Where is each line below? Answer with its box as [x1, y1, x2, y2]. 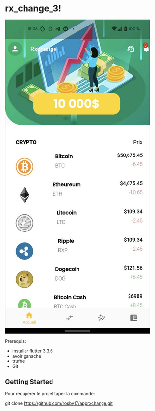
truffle [12, 358, 25, 364]
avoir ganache [12, 353, 42, 359]
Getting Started [5, 378, 53, 386]
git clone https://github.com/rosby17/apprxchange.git [5, 400, 113, 406]
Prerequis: [5, 338, 26, 344]
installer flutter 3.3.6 [12, 348, 53, 354]
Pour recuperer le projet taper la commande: [5, 390, 95, 396]
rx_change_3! [5, 3, 61, 14]
